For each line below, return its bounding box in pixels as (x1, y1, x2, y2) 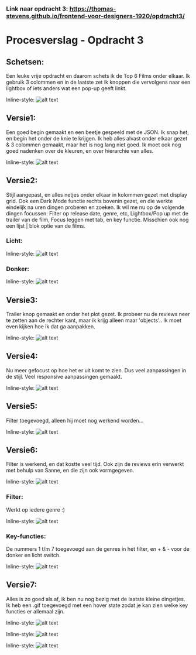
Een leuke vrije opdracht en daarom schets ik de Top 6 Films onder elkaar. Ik (6, 72, 190, 79)
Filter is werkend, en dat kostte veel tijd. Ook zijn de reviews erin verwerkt (6, 461, 184, 468)
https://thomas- (69, 5, 116, 13)
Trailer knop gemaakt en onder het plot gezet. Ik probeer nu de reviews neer (6, 310, 190, 317)
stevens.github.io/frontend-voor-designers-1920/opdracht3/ (6, 12, 185, 20)
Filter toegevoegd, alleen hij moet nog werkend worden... (6, 417, 144, 424)
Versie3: (6, 295, 38, 305)
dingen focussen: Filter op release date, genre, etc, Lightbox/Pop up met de (6, 210, 189, 217)
